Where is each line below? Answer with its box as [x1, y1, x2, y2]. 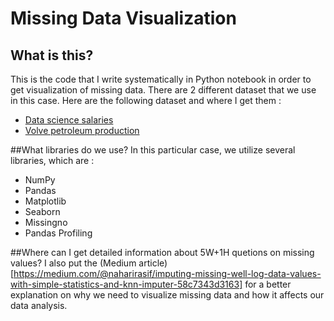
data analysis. [10, 300, 68, 311]
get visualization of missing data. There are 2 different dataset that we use [10, 84, 317, 96]
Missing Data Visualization [10, 7, 237, 30]
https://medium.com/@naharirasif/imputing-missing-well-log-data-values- [13, 268, 322, 279]
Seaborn [24, 206, 61, 217]
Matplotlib [24, 195, 67, 207]
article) [138, 257, 168, 269]
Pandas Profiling [24, 227, 93, 239]
